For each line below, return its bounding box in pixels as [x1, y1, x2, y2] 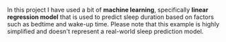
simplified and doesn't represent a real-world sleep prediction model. [7, 27, 204, 35]
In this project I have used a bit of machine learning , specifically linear [7, 6, 209, 14]
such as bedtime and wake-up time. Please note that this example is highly [7, 20, 220, 28]
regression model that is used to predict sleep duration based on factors [7, 13, 214, 21]
